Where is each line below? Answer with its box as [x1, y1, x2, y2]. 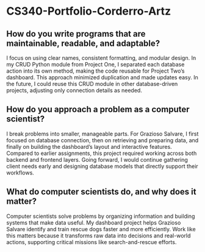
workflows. [6, 169, 35, 176]
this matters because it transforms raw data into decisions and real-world [6, 232, 191, 239]
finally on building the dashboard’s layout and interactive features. [6, 143, 172, 150]
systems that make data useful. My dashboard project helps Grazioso [6, 218, 181, 226]
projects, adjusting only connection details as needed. [6, 87, 142, 94]
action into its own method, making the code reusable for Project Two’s [6, 67, 185, 74]
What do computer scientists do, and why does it [6, 187, 196, 197]
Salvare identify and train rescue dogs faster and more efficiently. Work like [6, 225, 196, 232]
